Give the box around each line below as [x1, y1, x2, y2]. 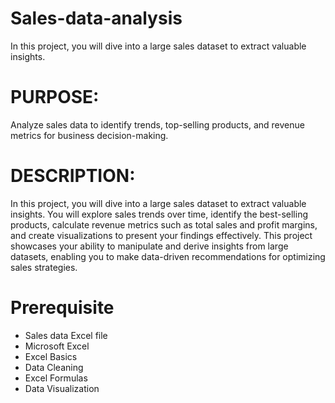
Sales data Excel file [24, 329, 108, 341]
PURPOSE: [10, 86, 100, 109]
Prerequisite [10, 297, 115, 319]
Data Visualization [24, 382, 100, 394]
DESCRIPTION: [10, 165, 136, 187]
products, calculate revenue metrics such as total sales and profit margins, [10, 218, 318, 231]
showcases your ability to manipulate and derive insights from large [10, 240, 289, 252]
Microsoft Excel [24, 340, 90, 352]
